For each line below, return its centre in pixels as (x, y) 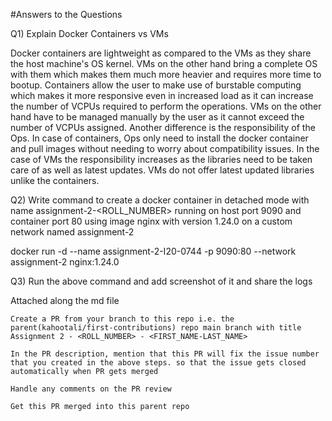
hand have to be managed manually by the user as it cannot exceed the (157, 117)
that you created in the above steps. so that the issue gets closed (158, 363)
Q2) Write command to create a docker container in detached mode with (160, 200)
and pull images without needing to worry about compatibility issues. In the (165, 148)
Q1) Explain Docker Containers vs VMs (89, 33)
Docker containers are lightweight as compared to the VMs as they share (161, 53)
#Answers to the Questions (66, 14)
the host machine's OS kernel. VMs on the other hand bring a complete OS (164, 63)
